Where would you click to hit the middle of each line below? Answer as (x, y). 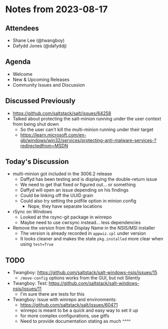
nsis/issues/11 (27, 289)
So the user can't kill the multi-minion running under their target (87, 129)
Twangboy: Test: (30, 283)
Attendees (22, 28)
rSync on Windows (32, 212)
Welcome (23, 74)
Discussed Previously (40, 101)
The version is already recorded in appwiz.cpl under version (83, 233)
